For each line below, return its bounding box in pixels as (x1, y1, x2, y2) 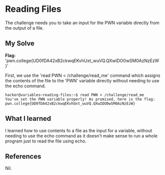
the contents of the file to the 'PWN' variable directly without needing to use (5, 77, 160, 83)
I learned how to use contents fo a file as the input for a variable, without (5, 127, 153, 134)
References (5, 152, 41, 161)
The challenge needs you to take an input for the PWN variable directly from (5, 20, 160, 26)
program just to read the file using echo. (5, 138, 87, 144)
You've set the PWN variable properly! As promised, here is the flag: (5, 97, 155, 102)
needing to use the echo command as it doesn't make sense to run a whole (5, 133, 158, 139)
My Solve (5, 39, 34, 48)
